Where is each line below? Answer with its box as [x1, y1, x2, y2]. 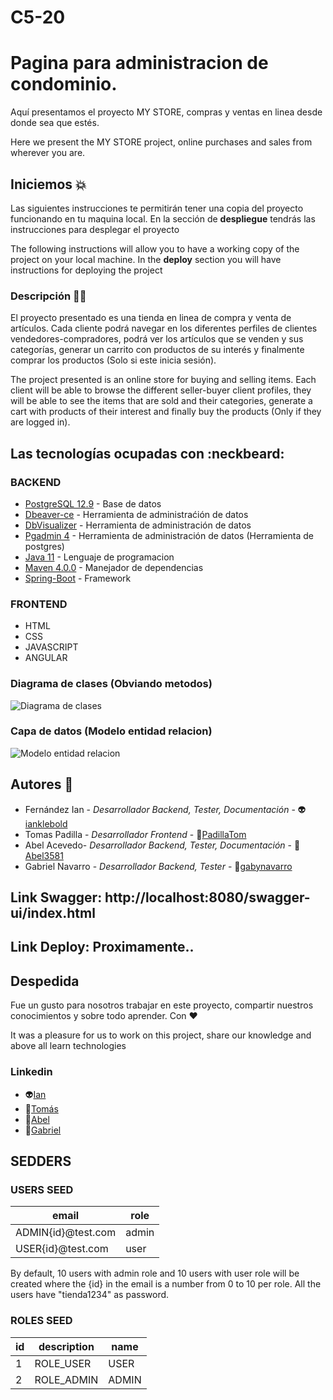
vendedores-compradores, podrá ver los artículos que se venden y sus [10, 333, 304, 345]
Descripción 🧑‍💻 [10, 289, 87, 303]
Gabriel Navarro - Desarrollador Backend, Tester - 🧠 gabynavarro [24, 860, 293, 872]
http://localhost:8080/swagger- [104, 889, 311, 906]
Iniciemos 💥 [10, 176, 87, 193]
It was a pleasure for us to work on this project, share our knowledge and [10, 1029, 312, 1041]
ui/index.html [10, 905, 96, 922]
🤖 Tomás [24, 1102, 59, 1115]
